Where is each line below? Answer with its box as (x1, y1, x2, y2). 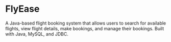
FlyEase (5, 3, 40, 15)
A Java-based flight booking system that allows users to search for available (5, 20, 166, 26)
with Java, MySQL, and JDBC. (5, 31, 69, 37)
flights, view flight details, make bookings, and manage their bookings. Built (5, 25, 164, 31)
